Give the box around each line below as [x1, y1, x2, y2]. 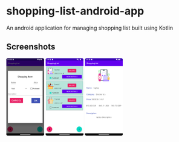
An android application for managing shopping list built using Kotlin [6, 24, 174, 31]
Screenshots [6, 42, 56, 52]
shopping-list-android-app [6, 4, 145, 18]
